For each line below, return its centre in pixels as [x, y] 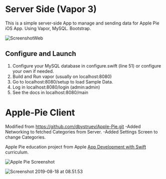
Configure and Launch [41, 54]
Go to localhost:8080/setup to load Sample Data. [63, 81]
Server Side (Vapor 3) [51, 9]
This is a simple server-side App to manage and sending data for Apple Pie [82, 23]
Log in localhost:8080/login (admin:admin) [56, 87]
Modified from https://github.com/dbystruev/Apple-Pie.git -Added [73, 126]
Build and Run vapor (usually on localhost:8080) [62, 76]
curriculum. [17, 152]
